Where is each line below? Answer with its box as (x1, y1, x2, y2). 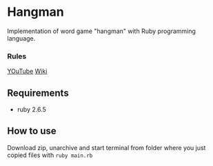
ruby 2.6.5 (17, 105, 47, 114)
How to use (7, 125, 57, 137)
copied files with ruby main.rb (7, 151, 93, 159)
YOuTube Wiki (7, 67, 48, 76)
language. (7, 34, 36, 42)
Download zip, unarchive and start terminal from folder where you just (7, 143, 206, 152)
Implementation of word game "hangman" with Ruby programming (7, 27, 196, 35)
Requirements (7, 87, 69, 98)
